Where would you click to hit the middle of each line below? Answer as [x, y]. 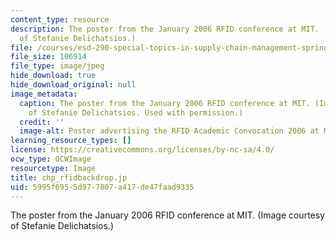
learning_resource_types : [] [71, 141]
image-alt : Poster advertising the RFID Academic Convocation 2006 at [169, 131]
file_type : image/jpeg [57, 66]
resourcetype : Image [53, 168]
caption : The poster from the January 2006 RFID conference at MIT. [165, 103]
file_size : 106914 [48, 57]
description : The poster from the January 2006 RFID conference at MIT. [165, 29]
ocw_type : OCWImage [51, 159]
